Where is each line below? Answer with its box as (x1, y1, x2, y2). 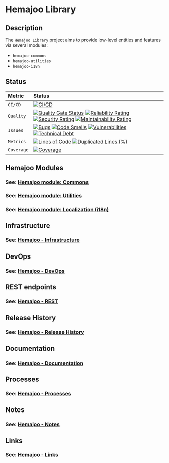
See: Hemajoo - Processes (5, 390, 71, 397)
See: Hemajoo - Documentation (5, 359, 84, 367)
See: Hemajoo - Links (5, 451, 59, 458)
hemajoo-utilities (12, 59, 51, 64)
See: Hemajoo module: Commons (5, 179, 89, 186)
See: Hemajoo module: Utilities (5, 192, 82, 199)
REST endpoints (5, 283, 57, 291)
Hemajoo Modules (5, 164, 64, 172)
